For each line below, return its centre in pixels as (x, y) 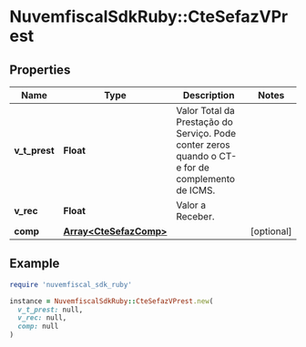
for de (196, 168)
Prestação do (205, 122)
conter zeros (203, 145)
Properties (40, 70)
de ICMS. (196, 190)
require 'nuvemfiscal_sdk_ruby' (71, 284)
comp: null (38, 327)
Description (209, 95)
